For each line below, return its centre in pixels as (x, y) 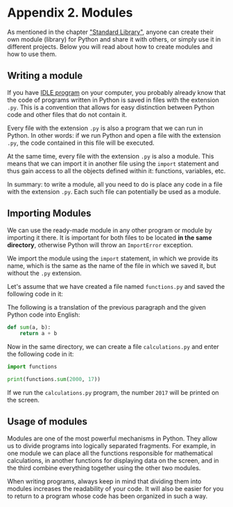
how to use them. (32, 54)
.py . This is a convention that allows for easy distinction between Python (111, 107)
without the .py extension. (44, 273)
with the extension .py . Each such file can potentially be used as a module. (114, 191)
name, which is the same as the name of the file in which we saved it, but (112, 265)
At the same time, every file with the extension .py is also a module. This (111, 156)
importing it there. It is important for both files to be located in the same (110, 238)
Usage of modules (48, 421)
